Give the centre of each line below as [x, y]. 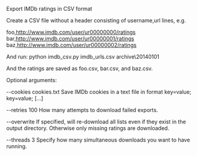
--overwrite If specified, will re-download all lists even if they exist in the [96, 122]
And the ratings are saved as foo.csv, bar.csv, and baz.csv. [79, 68]
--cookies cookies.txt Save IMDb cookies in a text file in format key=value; [99, 92]
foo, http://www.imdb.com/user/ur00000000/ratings [71, 32]
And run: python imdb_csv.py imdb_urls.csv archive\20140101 [83, 57]
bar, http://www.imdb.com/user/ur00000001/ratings [70, 38]
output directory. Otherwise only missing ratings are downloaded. [88, 128]
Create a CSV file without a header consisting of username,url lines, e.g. [96, 20]
